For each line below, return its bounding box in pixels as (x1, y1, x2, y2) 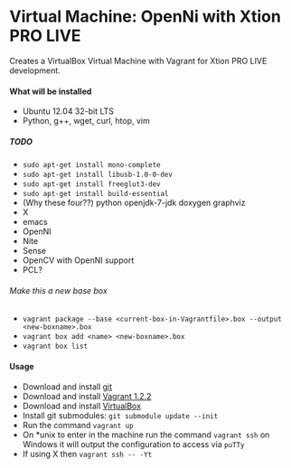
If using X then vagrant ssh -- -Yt (22, 448, 153, 459)
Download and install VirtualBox (22, 400, 142, 411)
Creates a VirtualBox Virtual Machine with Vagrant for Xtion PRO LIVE (9, 55, 268, 66)
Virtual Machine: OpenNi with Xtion (9, 6, 282, 27)
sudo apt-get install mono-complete (22, 161, 161, 170)
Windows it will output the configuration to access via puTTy (22, 438, 245, 449)
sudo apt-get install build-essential (22, 190, 169, 199)
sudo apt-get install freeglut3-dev (22, 180, 161, 189)
